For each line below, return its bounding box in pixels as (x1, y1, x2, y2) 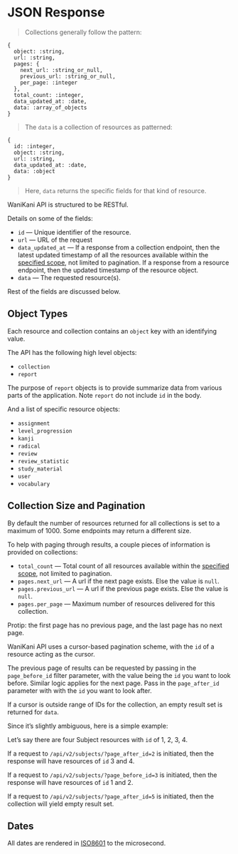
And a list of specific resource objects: (7, 404, 121, 413)
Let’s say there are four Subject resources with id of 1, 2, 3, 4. (7, 735, 188, 744)
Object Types (7, 308, 68, 320)
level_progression (17, 427, 72, 435)
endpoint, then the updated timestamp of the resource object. (17, 265, 199, 274)
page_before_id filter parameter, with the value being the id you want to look (7, 671, 231, 679)
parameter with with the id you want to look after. (7, 686, 152, 695)
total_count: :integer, (13, 91, 84, 98)
